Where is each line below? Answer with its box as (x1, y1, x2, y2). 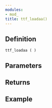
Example (5, 95, 33, 104)
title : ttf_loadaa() (5, 16, 48, 21)
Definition (5, 35, 36, 43)
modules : (5, 7, 23, 12)
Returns (5, 78, 31, 87)
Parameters (5, 61, 42, 70)
